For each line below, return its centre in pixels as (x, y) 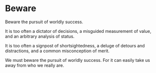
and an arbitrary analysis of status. (40, 36)
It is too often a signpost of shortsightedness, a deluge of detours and (75, 45)
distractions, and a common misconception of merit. (57, 51)
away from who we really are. (35, 65)
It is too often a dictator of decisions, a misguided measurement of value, (78, 31)
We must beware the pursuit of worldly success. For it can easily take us (78, 60)
